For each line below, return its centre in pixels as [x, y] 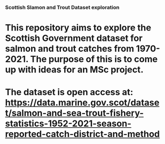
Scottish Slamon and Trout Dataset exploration [62, 7]
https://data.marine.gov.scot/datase [82, 103]
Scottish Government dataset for [74, 38]
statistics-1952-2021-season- [68, 124]
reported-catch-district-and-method [82, 134]
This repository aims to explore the [78, 28]
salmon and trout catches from [70, 49]
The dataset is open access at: [69, 92]
